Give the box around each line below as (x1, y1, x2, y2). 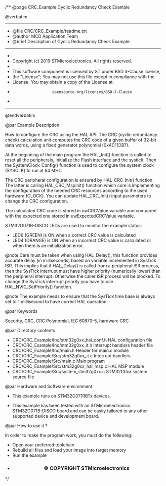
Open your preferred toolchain (12, 442, 75, 447)
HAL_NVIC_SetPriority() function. (5, 284, 73, 290)
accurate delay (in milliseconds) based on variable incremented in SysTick (5, 257, 157, 263)
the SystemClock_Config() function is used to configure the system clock (5, 162, 154, 168)
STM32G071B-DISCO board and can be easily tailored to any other (12, 408, 148, 414)
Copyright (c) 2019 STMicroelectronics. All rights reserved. (12, 58, 132, 64)
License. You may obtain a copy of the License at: (12, 79, 114, 85)
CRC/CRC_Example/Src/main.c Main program (12, 358, 105, 364)
